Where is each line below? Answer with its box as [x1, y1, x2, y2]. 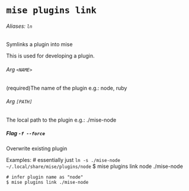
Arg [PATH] [6, 98, 33, 105]
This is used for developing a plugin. [6, 52, 95, 59]
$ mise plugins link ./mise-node [6, 179, 89, 185]
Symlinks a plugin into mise [6, 41, 73, 48]
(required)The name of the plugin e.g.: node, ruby [6, 84, 127, 91]
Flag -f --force [6, 130, 46, 137]
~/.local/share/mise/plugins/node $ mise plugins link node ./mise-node [6, 163, 184, 170]
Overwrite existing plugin [6, 145, 68, 152]
